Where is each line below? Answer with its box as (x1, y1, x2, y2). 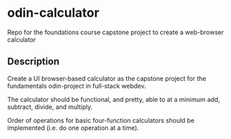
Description (7, 56, 59, 68)
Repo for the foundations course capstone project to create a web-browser (7, 28, 224, 36)
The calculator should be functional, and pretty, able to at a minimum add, (7, 95, 220, 103)
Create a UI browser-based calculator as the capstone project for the (7, 74, 206, 82)
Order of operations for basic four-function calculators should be (7, 116, 195, 124)
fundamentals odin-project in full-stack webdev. (7, 82, 146, 90)
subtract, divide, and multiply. (7, 103, 93, 111)
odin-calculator (7, 5, 99, 21)
